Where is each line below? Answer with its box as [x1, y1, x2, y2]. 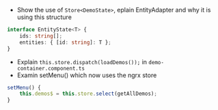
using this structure [16, 13, 72, 21]
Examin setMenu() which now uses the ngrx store [16, 71, 157, 79]
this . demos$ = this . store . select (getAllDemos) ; [19, 90, 157, 98]
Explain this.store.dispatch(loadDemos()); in [16, 57, 148, 66]
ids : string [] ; [19, 32, 63, 40]
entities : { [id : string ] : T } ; [19, 39, 111, 46]
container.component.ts [16, 65, 85, 72]
